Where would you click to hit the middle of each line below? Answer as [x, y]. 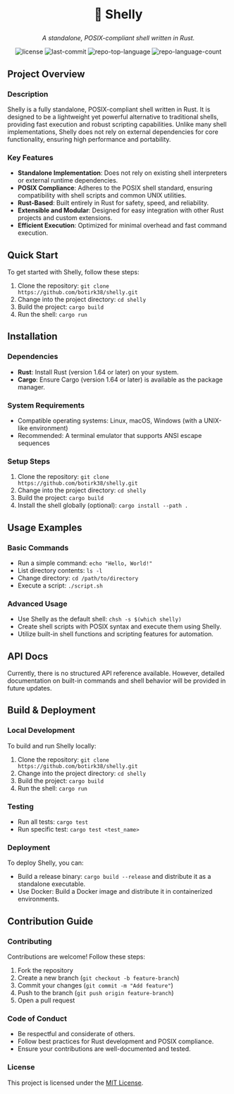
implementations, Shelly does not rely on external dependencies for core [113, 132]
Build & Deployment [51, 711]
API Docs [28, 656]
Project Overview [46, 74]
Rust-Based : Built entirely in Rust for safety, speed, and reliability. [113, 203]
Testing [20, 806]
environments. [38, 899]
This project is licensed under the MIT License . [75, 1083]
